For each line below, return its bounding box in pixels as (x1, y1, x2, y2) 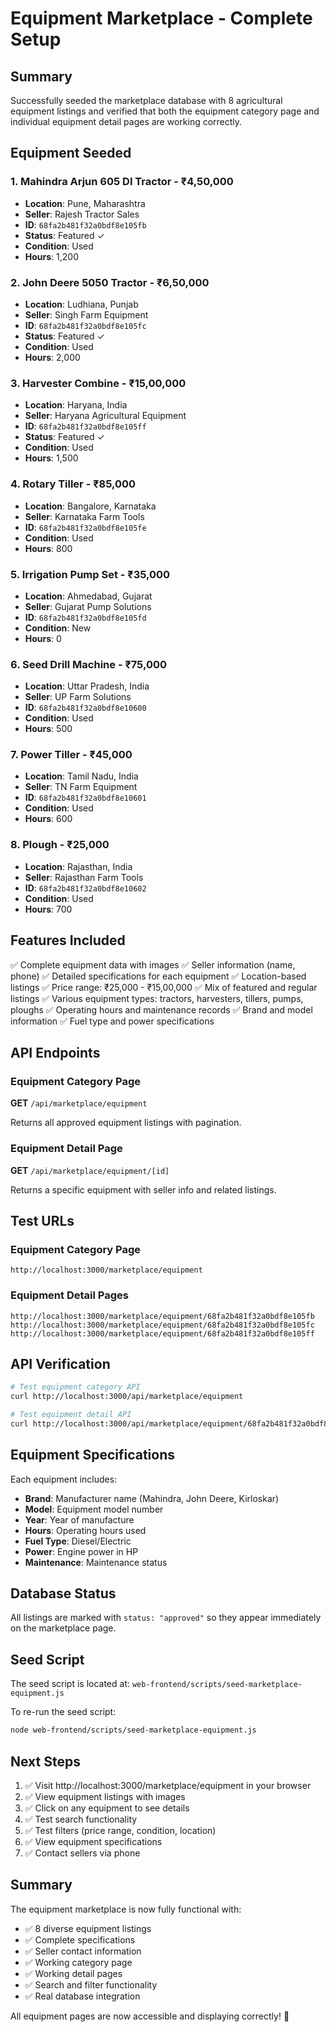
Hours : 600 (24, 813, 73, 825)
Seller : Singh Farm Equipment (24, 308, 149, 321)
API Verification (10, 1355, 111, 1372)
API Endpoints (10, 1044, 101, 1061)
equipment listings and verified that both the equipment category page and (10, 105, 320, 117)
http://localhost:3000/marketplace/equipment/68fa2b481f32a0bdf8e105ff (10, 1328, 315, 1339)
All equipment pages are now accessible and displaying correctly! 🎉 (10, 2010, 290, 2022)
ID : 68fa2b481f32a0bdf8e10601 (24, 792, 147, 804)
